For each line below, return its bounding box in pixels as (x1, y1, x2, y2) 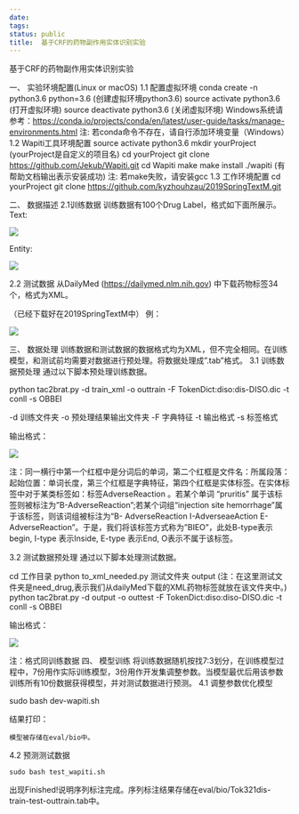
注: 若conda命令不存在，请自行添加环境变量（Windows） (79, 126, 289, 138)
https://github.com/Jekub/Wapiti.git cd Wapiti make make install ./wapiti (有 (9, 160, 286, 171)
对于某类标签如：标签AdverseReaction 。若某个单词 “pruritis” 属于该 (24, 488, 275, 499)
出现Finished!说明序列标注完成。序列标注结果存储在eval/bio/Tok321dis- (9, 785, 271, 795)
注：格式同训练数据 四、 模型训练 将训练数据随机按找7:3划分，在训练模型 (9, 656, 277, 666)
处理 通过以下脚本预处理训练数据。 (24, 367, 152, 377)
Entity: (9, 244, 33, 254)
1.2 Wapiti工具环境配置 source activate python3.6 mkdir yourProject (9, 138, 256, 149)
